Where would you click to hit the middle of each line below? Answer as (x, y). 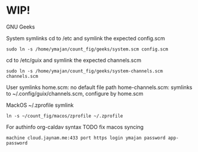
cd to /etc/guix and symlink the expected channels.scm (74, 60)
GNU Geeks (21, 27)
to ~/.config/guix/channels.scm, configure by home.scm (75, 93)
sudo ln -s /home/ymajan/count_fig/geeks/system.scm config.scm (87, 49)
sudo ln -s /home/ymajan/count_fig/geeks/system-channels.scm (84, 71)
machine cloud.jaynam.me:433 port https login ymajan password (86, 138)
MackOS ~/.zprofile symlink (40, 105)
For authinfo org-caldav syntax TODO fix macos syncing (75, 127)
